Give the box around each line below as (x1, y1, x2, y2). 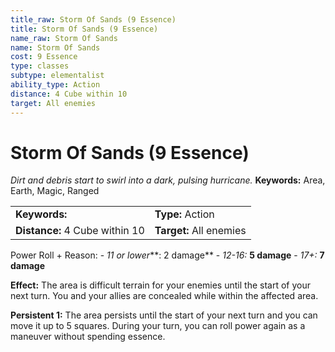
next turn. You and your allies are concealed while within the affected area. (10, 290, 319, 302)
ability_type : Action (10, 80, 101, 90)
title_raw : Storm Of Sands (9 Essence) (10, 14, 177, 25)
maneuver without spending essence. (10, 331, 166, 343)
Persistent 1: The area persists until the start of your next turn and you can (10, 309, 318, 321)
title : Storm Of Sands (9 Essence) (10, 24, 159, 34)
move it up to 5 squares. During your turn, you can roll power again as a (10, 320, 306, 332)
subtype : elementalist (10, 71, 105, 81)
